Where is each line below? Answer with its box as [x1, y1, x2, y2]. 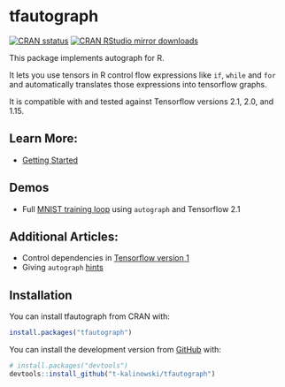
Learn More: [9, 131, 78, 147]
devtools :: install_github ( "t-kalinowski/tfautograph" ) [9, 369, 216, 378]
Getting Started [21, 155, 78, 165]
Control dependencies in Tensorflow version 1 [21, 253, 190, 263]
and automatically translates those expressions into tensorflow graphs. [9, 79, 267, 89]
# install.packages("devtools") [9, 361, 128, 370]
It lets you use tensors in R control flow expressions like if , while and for [9, 69, 276, 80]
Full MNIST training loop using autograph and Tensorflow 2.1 [21, 203, 241, 214]
